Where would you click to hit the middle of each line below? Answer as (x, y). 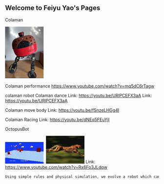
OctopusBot (17, 129)
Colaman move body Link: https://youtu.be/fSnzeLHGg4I (62, 110)
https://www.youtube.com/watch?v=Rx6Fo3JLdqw (56, 167)
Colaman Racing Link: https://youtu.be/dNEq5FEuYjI (57, 120)
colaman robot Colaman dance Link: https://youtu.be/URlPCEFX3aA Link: (79, 96)
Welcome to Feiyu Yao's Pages (53, 8)
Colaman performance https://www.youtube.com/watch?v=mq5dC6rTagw (80, 86)
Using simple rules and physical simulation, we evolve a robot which (78, 177)
